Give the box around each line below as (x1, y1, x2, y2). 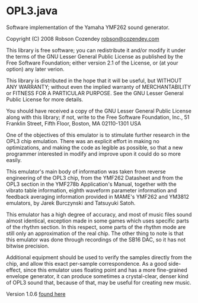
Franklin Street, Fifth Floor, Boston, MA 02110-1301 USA (6, 120, 141, 127)
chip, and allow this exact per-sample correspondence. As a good (6, 260, 167, 267)
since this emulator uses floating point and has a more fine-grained (23, 266, 188, 273)
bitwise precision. (6, 242, 49, 249)
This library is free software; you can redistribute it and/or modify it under (6, 46, 186, 54)
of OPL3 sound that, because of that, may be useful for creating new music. (6, 279, 191, 286)
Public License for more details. (6, 96, 84, 103)
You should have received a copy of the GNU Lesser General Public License (6, 107, 191, 114)
